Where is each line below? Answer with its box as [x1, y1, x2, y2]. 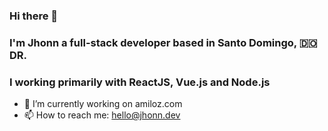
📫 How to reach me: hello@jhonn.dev [23, 109, 181, 121]
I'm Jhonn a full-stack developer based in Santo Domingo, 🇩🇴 [9, 35, 318, 49]
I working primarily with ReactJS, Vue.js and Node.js [9, 75, 271, 89]
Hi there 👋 [9, 9, 59, 23]
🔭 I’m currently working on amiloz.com [23, 98, 183, 110]
